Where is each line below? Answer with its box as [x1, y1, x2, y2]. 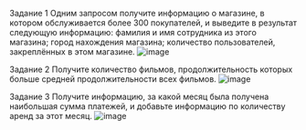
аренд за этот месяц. [9, 111, 93, 121]
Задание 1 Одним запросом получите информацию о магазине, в [9, 8, 265, 18]
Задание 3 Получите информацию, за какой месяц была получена [9, 91, 269, 102]
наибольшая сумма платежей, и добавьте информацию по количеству [9, 101, 286, 112]
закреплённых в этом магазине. [9, 46, 135, 57]
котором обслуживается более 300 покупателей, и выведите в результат [9, 17, 298, 28]
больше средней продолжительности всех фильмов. [9, 74, 216, 85]
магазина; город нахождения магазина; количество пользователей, [9, 36, 276, 47]
